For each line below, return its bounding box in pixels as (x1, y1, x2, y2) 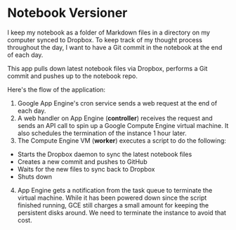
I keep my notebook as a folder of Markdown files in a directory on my (7, 28, 211, 37)
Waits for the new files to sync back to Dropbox (17, 165, 155, 173)
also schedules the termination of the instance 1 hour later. (17, 129, 188, 137)
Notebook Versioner (7, 5, 128, 21)
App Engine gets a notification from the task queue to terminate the (17, 186, 213, 194)
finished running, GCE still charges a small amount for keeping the (17, 200, 209, 209)
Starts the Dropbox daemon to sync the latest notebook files (17, 150, 192, 158)
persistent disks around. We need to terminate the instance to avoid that (17, 208, 227, 217)
